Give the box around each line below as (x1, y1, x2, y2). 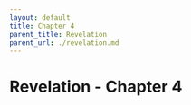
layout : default (9, 13, 71, 22)
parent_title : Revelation (9, 30, 107, 39)
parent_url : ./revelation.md (9, 38, 119, 48)
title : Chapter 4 (9, 22, 75, 31)
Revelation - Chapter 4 (9, 77, 183, 97)
